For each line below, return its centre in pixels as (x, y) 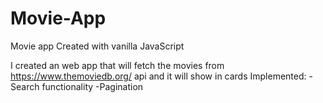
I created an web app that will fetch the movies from (117, 65)
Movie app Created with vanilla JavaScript (97, 46)
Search (25, 86)
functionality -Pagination (92, 86)
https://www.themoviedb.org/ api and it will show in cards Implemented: (158, 76)
